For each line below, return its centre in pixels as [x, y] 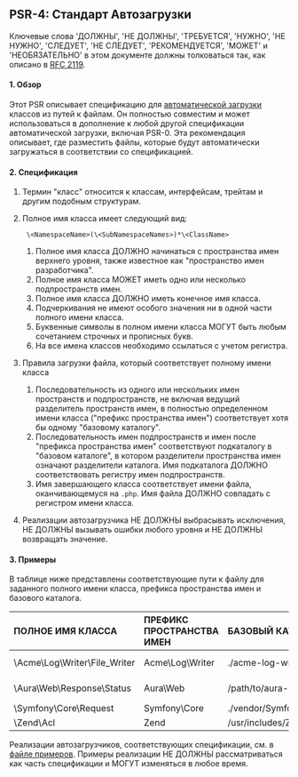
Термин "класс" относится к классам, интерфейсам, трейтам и [142, 192]
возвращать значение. [65, 539]
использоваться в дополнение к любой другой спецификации [127, 124]
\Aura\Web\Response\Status [72, 688]
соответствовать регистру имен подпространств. [130, 475]
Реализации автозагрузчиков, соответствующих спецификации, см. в [141, 745]
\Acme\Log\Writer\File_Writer [74, 663]
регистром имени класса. [85, 503]
